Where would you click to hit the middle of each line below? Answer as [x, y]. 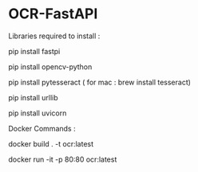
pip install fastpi [34, 51]
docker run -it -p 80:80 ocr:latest [63, 159]
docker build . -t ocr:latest [51, 143]
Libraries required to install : [54, 36]
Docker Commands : [42, 128]
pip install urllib [33, 97]
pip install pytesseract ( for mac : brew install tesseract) [100, 82]
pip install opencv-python [50, 66]
